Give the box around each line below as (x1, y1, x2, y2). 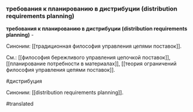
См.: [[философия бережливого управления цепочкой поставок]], (6, 54, 171, 61)
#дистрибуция (6, 78, 42, 85)
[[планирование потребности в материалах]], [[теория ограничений (6, 60, 177, 67)
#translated (6, 100, 34, 107)
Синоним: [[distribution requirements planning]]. (6, 89, 124, 96)
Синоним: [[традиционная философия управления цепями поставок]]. (6, 43, 182, 50)
